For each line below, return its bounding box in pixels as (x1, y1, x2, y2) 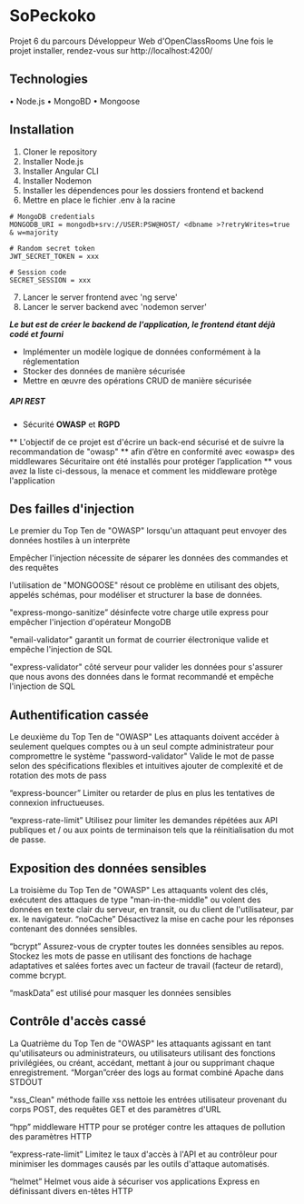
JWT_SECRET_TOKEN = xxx (9, 252, 100, 261)
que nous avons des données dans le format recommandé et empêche (9, 672, 274, 682)
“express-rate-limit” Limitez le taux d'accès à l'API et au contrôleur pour (9, 1149, 278, 1159)
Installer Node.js (22, 155, 84, 166)
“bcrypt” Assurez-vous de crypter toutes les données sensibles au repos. (9, 940, 285, 951)
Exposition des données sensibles (9, 861, 207, 876)
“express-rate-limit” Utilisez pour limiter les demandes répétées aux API (9, 815, 279, 826)
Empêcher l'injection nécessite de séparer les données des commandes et (9, 552, 289, 563)
